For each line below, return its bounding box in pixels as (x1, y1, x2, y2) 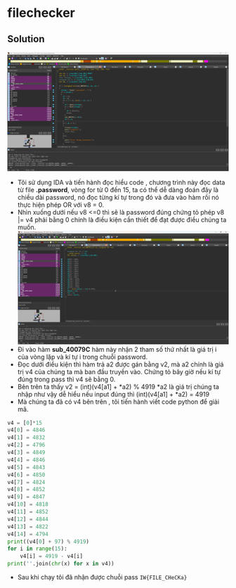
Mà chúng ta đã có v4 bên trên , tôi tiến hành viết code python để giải (17, 397, 220, 406)
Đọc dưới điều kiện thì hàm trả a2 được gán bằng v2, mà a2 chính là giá (17, 360, 224, 369)
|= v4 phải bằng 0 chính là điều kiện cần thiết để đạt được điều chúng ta (17, 215, 227, 224)
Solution (7, 33, 45, 45)
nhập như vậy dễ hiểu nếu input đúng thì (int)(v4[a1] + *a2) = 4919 (17, 390, 209, 398)
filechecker (7, 5, 75, 21)
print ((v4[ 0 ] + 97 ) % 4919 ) (7, 538, 90, 545)
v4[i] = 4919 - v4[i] (20, 553, 83, 560)
